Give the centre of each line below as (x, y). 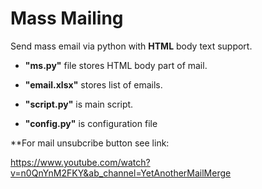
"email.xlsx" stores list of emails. (93, 84)
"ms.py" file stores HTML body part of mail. (116, 65)
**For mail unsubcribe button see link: (90, 143)
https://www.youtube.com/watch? (80, 162)
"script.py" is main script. (79, 104)
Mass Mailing (67, 18)
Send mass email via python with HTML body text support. (131, 46)
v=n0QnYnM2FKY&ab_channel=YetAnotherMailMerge (121, 173)
